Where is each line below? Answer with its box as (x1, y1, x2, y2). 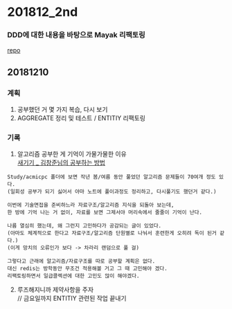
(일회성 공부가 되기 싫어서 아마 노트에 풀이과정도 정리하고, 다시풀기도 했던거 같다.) (7, 188, 217, 196)
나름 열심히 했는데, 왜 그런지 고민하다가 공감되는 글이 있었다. (7, 223, 162, 230)
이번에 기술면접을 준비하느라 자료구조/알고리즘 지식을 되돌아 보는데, (7, 202, 175, 209)
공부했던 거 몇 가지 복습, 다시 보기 (17, 105, 108, 114)
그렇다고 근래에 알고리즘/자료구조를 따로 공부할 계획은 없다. (7, 258, 156, 265)
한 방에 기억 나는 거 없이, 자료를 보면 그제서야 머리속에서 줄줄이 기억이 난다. (7, 209, 203, 216)
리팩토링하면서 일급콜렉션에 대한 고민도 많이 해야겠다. (7, 272, 140, 280)
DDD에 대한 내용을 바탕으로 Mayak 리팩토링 (7, 30, 145, 40)
